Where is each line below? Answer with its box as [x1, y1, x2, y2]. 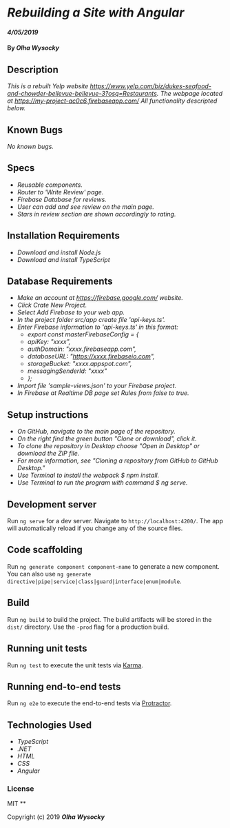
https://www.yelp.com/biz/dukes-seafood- [90, 82, 212, 90]
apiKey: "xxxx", [27, 338, 71, 346]
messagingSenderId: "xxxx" [27, 367, 107, 375]
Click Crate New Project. [17, 301, 87, 310]
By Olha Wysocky [7, 43, 60, 52]
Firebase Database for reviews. [17, 195, 107, 203]
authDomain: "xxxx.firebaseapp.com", [27, 345, 136, 353]
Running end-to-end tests [7, 680, 121, 692]
